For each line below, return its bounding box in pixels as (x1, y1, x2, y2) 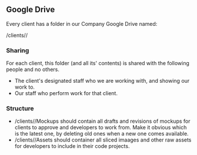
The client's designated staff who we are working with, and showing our (14, 77, 190, 85)
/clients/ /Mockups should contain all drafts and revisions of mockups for (14, 117, 191, 125)
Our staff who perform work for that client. (14, 90, 118, 97)
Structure (6, 105, 34, 113)
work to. (14, 83, 35, 90)
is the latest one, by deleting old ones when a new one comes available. (14, 130, 189, 137)
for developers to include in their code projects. (14, 143, 130, 150)
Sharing (6, 46, 29, 55)
